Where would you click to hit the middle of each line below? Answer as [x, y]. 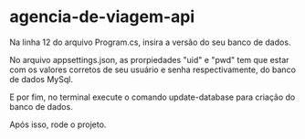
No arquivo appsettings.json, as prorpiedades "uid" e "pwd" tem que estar [149, 59]
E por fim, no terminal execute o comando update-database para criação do [152, 97]
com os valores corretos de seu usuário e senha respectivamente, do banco [153, 69]
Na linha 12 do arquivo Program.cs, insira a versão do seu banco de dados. [150, 42]
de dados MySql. [41, 79]
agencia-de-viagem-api [102, 17]
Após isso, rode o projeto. [58, 124]
